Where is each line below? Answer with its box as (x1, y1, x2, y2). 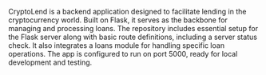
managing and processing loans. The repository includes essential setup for (8, 24, 258, 33)
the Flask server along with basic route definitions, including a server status (8, 32, 258, 41)
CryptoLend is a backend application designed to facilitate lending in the (8, 7, 247, 16)
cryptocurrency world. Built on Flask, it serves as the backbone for (8, 15, 228, 25)
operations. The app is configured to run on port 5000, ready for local (8, 49, 238, 58)
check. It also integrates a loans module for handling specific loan (8, 41, 225, 50)
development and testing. (8, 57, 93, 67)
